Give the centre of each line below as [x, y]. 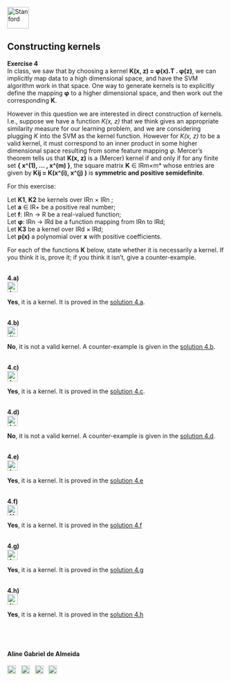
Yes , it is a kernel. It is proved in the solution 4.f [75, 525]
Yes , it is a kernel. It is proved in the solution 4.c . [76, 391]
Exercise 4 [23, 63]
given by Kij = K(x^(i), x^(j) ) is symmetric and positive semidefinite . [106, 173]
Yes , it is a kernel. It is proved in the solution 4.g [75, 569]
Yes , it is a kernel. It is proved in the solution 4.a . [76, 302]
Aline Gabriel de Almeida [44, 654]
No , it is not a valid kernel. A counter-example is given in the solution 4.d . [111, 436]
